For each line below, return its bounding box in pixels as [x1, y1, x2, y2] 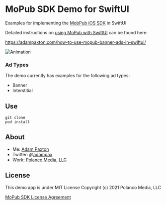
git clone [5, 115, 26, 120]
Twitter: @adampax [12, 151, 53, 157]
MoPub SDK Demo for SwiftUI [5, 3, 129, 15]
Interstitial [12, 88, 33, 94]
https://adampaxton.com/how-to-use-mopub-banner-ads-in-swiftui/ [5, 39, 146, 45]
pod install [5, 119, 30, 125]
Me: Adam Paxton [12, 146, 49, 152]
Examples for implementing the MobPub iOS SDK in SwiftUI [5, 20, 127, 26]
